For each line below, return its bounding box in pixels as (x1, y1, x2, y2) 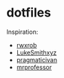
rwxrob (16, 41, 37, 49)
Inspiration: (6, 28, 39, 36)
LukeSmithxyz (16, 48, 57, 57)
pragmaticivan (16, 55, 58, 64)
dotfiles (6, 5, 52, 21)
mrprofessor (16, 63, 52, 71)
